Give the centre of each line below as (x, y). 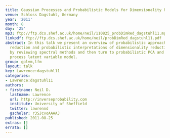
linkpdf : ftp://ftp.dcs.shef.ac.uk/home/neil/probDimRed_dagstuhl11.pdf (83, 38)
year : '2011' (19, 19)
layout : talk (19, 66)
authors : (14, 85)
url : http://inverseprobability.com (48, 99)
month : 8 (14, 24)
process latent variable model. (44, 57)
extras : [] (17, 123)
